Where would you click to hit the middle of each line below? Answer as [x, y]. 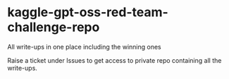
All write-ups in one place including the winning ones [84, 47]
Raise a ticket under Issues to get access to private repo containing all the [114, 60]
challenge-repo [54, 27]
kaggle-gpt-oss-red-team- [88, 12]
